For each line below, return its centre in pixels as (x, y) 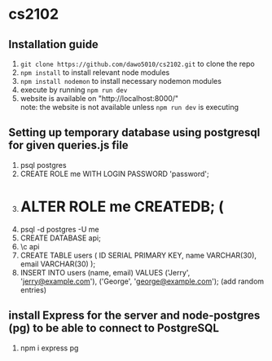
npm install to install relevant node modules (95, 73)
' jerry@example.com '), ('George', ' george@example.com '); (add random (142, 281)
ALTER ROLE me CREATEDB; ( (122, 207)
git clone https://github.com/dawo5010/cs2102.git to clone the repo (137, 64)
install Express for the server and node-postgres (134, 316)
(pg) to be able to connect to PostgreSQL (114, 328)
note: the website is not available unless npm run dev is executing (129, 107)
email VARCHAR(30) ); (58, 264)
